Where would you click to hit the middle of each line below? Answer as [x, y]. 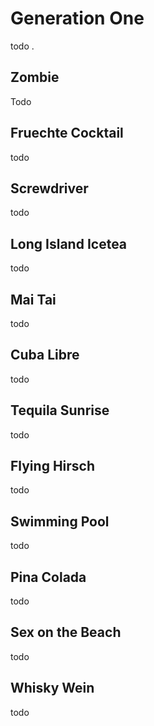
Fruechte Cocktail [67, 133]
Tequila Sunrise [60, 410]
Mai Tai [33, 299]
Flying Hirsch [53, 466]
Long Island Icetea [69, 243]
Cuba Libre [45, 355]
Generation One [77, 18]
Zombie [35, 77]
